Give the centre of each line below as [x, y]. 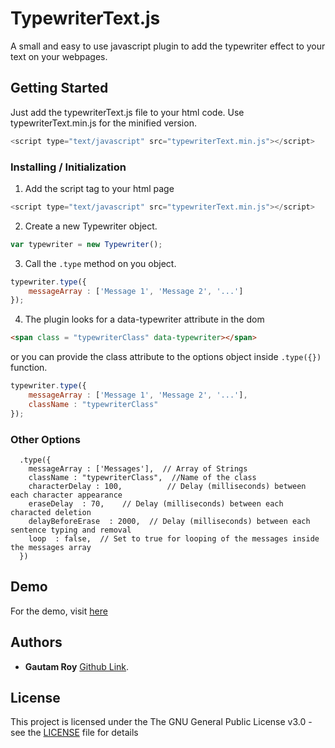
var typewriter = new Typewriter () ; [86, 244]
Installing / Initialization [68, 167]
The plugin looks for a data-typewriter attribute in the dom [144, 319]
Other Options [45, 439]
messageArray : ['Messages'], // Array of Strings [138, 468]
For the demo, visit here [59, 611]
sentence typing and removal [71, 530]
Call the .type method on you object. [100, 263]
